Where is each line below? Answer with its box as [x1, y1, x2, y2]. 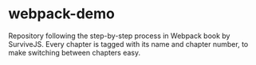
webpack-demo [8, 5, 116, 23]
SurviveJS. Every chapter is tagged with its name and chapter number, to [8, 39, 249, 48]
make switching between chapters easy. [8, 48, 141, 57]
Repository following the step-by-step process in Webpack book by [8, 31, 230, 40]
